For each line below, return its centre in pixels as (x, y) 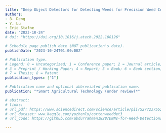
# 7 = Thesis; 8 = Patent (32, 73)
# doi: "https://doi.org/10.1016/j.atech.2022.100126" (63, 37)
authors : (14, 14)
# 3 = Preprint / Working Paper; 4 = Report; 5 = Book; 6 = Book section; (84, 69)
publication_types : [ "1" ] (32, 78)
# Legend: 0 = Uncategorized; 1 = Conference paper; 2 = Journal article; (84, 64)
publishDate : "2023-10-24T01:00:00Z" (44, 50)
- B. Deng (15, 19)
